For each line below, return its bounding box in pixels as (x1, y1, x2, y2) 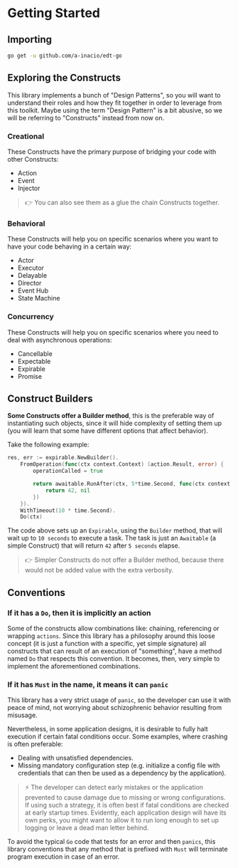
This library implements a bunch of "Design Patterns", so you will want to (7, 90, 221, 99)
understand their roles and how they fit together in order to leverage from (7, 98, 222, 107)
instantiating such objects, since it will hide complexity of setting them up (7, 419, 222, 428)
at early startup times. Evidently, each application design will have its (24, 808, 227, 817)
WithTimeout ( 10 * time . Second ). (20, 507, 116, 514)
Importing (7, 33, 52, 46)
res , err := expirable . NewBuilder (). (7, 454, 119, 461)
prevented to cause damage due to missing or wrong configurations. (24, 793, 226, 802)
